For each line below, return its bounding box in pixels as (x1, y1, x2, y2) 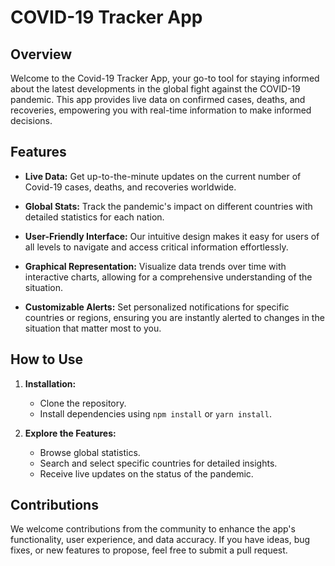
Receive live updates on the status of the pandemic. (39, 467, 254, 480)
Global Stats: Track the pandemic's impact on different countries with (24, 200, 313, 212)
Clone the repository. (39, 397, 127, 409)
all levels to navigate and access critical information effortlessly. (24, 241, 289, 253)
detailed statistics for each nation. (24, 211, 165, 223)
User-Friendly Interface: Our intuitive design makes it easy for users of (24, 230, 320, 242)
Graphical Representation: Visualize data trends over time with (24, 260, 287, 272)
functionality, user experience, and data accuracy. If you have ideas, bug (10, 534, 311, 546)
